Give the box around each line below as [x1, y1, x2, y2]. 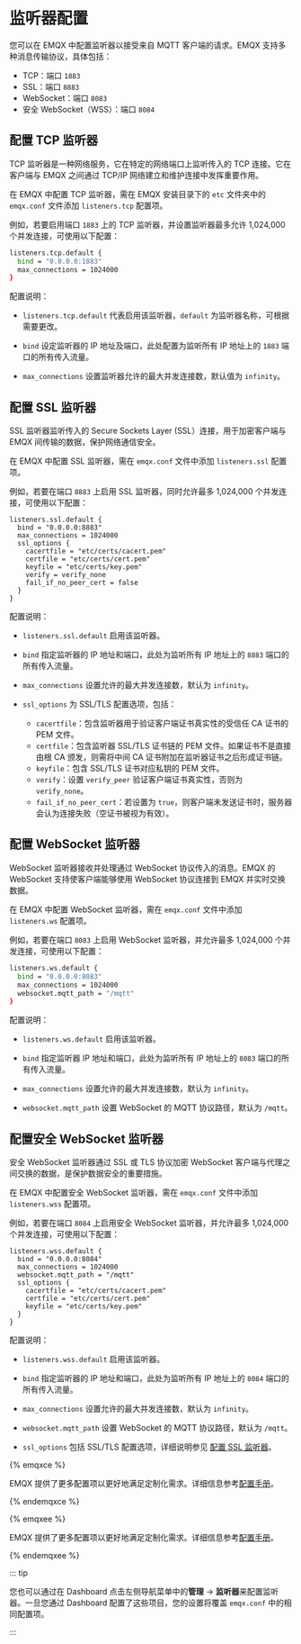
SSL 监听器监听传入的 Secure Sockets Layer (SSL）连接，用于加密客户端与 [9, 425, 287, 437]
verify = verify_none [25, 571, 106, 580]
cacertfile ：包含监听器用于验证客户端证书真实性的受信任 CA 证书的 [35, 718, 289, 729]
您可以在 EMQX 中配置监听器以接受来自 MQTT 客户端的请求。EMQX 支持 [9, 40, 279, 50]
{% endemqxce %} [9, 1496, 80, 1507]
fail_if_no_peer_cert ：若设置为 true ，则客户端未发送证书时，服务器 [35, 797, 293, 808]
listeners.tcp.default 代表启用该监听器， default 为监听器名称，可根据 [22, 310, 290, 321]
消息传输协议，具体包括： [16, 50, 112, 61]
